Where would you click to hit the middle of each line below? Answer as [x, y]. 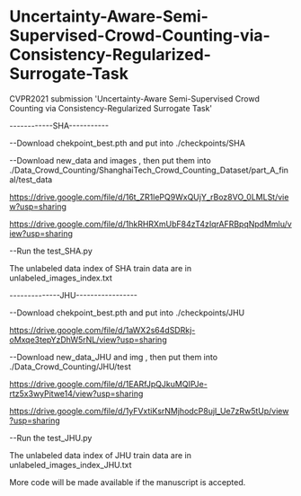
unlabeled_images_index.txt [61, 278]
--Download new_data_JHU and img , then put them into [114, 357]
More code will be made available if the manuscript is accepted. [128, 482]
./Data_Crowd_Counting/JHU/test [71, 367]
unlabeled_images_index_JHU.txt [71, 465]
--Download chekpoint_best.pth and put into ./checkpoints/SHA [127, 143]
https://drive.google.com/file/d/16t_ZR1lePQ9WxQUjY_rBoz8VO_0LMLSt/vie [149, 197]
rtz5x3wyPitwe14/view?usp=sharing [76, 394]
